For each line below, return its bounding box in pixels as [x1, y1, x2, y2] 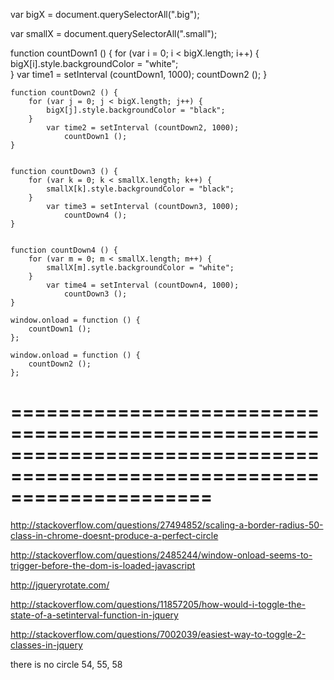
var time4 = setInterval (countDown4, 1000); [46, 280, 240, 290]
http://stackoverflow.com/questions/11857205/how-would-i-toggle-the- [10, 598, 307, 610]
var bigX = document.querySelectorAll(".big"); [10, 9, 200, 20]
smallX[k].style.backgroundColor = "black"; [46, 184, 235, 194]
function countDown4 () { [10, 245, 118, 255]
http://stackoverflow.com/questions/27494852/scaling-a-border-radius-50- [10, 519, 324, 531]
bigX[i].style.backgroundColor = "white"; [10, 58, 179, 69]
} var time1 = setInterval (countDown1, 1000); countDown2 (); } [10, 69, 268, 80]
